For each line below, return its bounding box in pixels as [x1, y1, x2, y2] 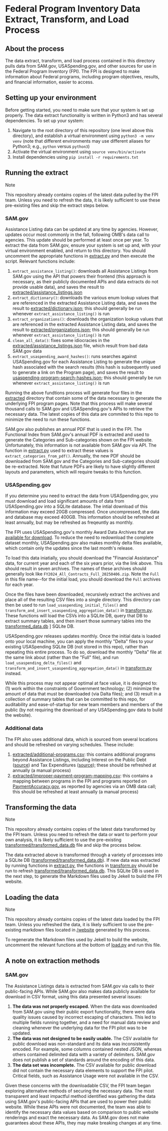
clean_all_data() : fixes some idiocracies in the [12, 337, 110, 343]
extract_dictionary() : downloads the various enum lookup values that [12, 294, 159, 300]
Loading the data [5, 893, 59, 901]
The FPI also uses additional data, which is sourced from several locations [5, 736, 158, 742]
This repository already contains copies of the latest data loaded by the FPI [5, 916, 160, 922]
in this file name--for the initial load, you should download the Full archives [5, 576, 161, 583]
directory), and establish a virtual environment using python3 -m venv [12, 133, 155, 139]
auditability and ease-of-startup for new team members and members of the [5, 702, 163, 708]
